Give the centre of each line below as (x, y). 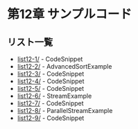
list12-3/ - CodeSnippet (51, 74)
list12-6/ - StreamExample (54, 96)
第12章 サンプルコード (69, 14)
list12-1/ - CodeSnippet (50, 59)
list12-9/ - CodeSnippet (51, 118)
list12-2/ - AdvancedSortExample (64, 66)
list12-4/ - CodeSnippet (51, 81)
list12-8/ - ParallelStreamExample (65, 111)
